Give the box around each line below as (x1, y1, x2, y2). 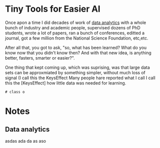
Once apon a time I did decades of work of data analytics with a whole (5, 20, 146, 25)
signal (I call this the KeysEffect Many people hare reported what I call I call (5, 75, 156, 81)
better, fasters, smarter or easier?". (5, 55, 75, 61)
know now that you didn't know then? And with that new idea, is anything (5, 50, 152, 56)
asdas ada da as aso (5, 138, 46, 144)
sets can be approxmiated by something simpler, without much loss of (5, 69, 146, 75)
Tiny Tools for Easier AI (5, 3, 101, 15)
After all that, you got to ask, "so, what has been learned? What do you (5, 44, 147, 50)
